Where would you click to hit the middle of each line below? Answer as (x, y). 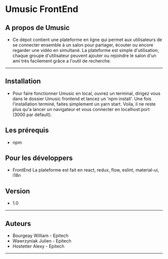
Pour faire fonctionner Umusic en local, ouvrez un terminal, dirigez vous (86, 93)
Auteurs (18, 223)
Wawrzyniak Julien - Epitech (42, 241)
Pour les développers (39, 158)
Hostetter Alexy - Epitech (38, 246)
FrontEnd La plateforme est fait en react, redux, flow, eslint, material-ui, (86, 170)
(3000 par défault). (32, 114)
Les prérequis (27, 130)
